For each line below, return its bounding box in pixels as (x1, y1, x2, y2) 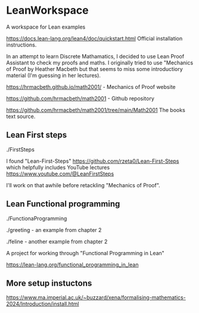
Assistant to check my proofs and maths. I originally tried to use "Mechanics (6, 59, 194, 66)
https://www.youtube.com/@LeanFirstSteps (6, 170, 114, 177)
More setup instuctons (6, 278, 92, 288)
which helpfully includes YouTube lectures (6, 163, 110, 171)
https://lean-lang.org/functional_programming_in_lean (6, 261, 139, 268)
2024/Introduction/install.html (6, 300, 79, 308)
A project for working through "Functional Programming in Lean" (6, 249, 165, 256)
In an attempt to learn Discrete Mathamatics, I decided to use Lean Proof (6, 52, 185, 60)
